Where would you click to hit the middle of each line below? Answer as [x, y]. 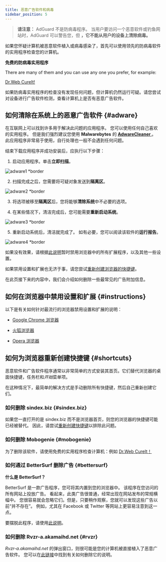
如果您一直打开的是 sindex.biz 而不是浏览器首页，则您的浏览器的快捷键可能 [82, 419]
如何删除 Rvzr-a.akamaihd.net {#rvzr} [51, 537]
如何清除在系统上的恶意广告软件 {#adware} [72, 115]
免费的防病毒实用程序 [27, 62]
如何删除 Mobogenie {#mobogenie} [48, 439]
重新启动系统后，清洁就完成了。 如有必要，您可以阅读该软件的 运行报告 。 [86, 232]
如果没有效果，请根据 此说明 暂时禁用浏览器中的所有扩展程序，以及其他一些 [81, 252]
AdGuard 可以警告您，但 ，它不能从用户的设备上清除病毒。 [90, 35]
